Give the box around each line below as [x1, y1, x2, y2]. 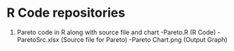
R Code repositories [6, 5, 125, 21]
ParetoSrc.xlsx [16, 35, 59, 43]
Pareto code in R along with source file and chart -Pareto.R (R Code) [16, 28, 216, 36]
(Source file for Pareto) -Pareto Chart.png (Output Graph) [60, 35, 228, 43]
